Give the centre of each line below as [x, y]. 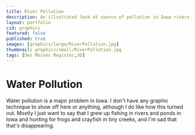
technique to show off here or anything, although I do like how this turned [95, 107]
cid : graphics [23, 28]
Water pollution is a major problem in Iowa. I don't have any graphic [87, 100]
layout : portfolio [28, 22]
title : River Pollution [35, 11]
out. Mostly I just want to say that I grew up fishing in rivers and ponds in [94, 113]
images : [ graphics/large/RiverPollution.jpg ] [62, 45]
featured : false [26, 33]
